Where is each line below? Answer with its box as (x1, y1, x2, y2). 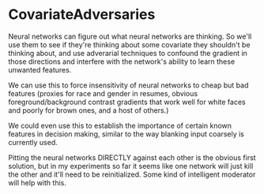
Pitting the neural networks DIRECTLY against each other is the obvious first (8, 152, 256, 162)
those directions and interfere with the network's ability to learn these (8, 57, 236, 66)
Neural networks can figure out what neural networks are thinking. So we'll (8, 32, 252, 41)
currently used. (8, 137, 58, 147)
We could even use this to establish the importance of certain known (8, 121, 232, 130)
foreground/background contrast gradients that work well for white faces (8, 97, 247, 106)
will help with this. (8, 177, 67, 187)
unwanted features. (8, 65, 72, 74)
